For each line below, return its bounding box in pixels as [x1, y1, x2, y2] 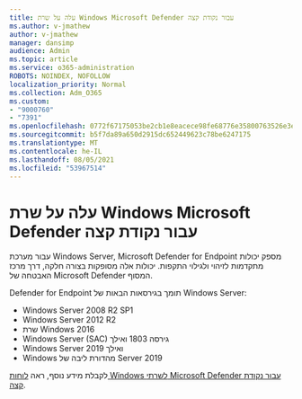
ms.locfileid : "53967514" [9, 164, 106, 173]
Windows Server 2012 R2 [22, 315, 117, 325]
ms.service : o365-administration [9, 64, 135, 73]
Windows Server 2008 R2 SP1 [22, 305, 134, 315]
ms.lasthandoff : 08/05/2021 [9, 155, 115, 164]
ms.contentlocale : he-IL [9, 146, 102, 155]
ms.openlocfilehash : [9, 122, 87, 131]
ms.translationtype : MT [9, 138, 99, 147]
